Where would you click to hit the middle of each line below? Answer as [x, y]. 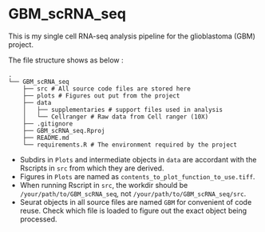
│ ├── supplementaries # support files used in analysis [123, 110]
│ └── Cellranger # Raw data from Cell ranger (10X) [116, 117]
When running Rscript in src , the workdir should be [104, 185]
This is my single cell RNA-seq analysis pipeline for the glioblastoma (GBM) [132, 36]
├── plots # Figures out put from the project [101, 96]
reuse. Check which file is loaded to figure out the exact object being [133, 210]
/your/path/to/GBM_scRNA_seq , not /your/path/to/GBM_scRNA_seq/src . [133, 194]
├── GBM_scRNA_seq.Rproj [64, 130]
